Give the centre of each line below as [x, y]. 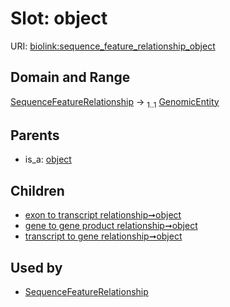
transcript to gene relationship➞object [103, 236]
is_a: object [48, 159]
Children [37, 190]
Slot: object [59, 18]
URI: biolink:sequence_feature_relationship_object [113, 46]
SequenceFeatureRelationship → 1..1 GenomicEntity [115, 102]
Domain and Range [70, 77]
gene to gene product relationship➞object [111, 226]
